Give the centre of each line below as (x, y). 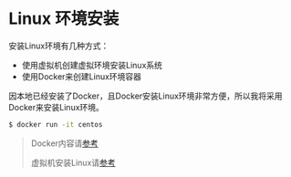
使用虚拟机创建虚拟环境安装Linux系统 (92, 65)
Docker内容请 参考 (65, 143)
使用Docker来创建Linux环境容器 (82, 76)
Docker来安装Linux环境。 (56, 107)
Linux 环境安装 (64, 19)
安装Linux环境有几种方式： (59, 46)
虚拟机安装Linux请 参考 (73, 162)
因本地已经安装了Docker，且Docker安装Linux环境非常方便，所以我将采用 (146, 96)
